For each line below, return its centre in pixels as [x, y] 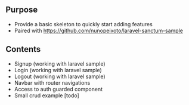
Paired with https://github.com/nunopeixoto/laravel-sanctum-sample [98, 30]
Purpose [22, 10]
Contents [23, 49]
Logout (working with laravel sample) [60, 76]
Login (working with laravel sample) [58, 70]
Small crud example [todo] [47, 95]
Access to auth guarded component [58, 89]
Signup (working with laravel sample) [60, 64]
